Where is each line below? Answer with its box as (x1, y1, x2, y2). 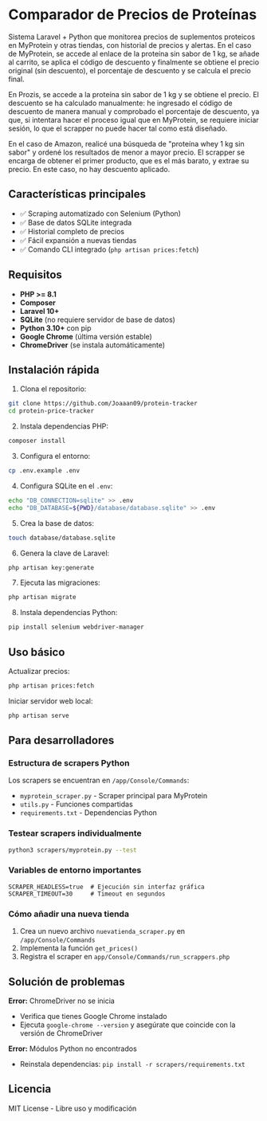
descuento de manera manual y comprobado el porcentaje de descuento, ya (8, 106, 260, 116)
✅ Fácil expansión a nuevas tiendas (19, 235, 137, 245)
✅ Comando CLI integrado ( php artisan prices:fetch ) (19, 245, 199, 254)
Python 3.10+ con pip (19, 323, 92, 332)
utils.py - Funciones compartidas (19, 799, 133, 809)
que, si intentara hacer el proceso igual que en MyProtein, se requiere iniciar (8, 115, 259, 124)
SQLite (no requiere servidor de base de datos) (19, 315, 175, 324)
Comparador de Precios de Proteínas (8, 6, 257, 24)
